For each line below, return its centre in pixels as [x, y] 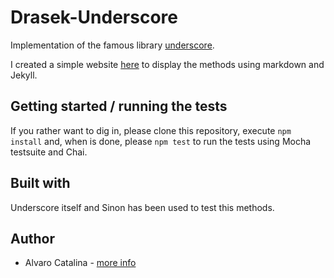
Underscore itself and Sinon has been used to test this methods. [142, 207]
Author [32, 238]
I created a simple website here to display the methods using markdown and [167, 64]
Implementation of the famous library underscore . [112, 45]
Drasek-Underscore [94, 17]
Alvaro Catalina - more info [80, 263]
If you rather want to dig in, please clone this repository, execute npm [151, 130]
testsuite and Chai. [49, 152]
